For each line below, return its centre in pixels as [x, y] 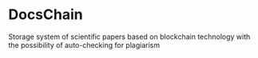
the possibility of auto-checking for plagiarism [84, 44]
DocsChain [46, 15]
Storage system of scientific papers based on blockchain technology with [129, 37]
